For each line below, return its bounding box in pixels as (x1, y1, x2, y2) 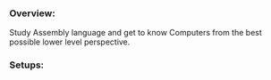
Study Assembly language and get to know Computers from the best (9, 28, 262, 38)
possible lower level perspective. (9, 36, 131, 47)
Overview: (9, 7, 55, 20)
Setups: (9, 59, 45, 71)
